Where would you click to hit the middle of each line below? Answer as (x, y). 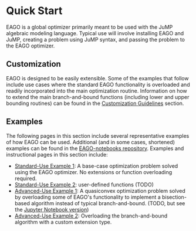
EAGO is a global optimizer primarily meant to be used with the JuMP (89, 27)
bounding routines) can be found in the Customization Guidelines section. (95, 103)
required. (26, 178)
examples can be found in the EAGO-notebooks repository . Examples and (95, 148)
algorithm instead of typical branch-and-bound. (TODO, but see (108, 203)
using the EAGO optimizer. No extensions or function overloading (93, 172)
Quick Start (34, 11)
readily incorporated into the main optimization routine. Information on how (97, 91)
